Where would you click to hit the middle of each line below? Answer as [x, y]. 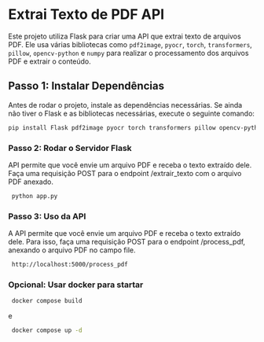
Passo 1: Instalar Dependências [86, 86]
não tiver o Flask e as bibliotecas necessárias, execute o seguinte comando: [132, 113]
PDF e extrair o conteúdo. [50, 61]
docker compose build [47, 301]
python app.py [35, 196]
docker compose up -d [47, 331]
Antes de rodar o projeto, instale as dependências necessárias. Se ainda [125, 105]
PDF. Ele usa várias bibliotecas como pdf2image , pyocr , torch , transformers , [130, 44]
